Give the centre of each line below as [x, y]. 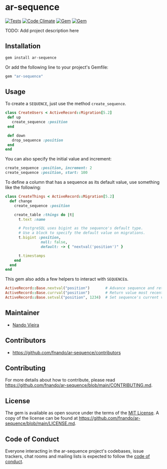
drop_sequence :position [38, 140]
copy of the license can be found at [42, 418]
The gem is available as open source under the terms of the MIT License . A [82, 413]
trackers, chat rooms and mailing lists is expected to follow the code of [78, 456]
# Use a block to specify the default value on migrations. [82, 233]
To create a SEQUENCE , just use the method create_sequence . [66, 104]
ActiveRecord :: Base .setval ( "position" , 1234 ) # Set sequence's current [82, 298]
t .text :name [32, 219]
